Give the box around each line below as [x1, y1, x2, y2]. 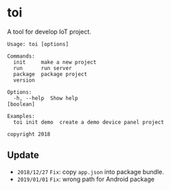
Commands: [7, 53, 36, 60]
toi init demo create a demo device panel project [13, 119, 165, 126]
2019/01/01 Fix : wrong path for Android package [16, 175, 155, 183]
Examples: [7, 112, 36, 119]
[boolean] [7, 101, 36, 108]
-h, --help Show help [13, 95, 78, 102]
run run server [13, 64, 72, 71]
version [13, 77, 36, 84]
